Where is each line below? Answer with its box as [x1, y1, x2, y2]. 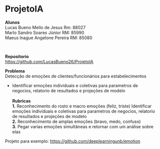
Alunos [5, 19, 20, 25]
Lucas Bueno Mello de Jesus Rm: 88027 [5, 24, 86, 30]
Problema [5, 68, 25, 74]
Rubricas [12, 98, 31, 104]
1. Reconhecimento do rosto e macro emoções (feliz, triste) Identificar [12, 103, 152, 109]
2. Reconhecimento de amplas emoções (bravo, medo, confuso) [12, 119, 141, 124]
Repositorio [5, 53, 29, 59]
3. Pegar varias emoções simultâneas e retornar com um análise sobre [12, 123, 154, 129]
